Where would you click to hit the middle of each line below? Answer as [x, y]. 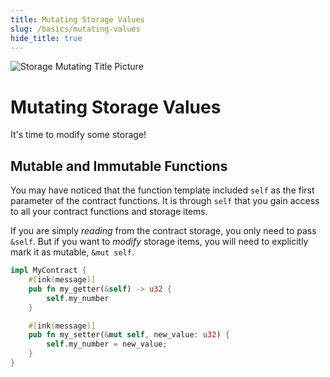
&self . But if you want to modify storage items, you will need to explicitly [159, 242]
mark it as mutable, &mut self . [72, 252]
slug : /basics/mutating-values [75, 29]
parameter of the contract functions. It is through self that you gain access [165, 201]
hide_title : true [46, 38]
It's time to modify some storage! [78, 135]
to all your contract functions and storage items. [109, 212]
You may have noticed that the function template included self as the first [162, 190]
